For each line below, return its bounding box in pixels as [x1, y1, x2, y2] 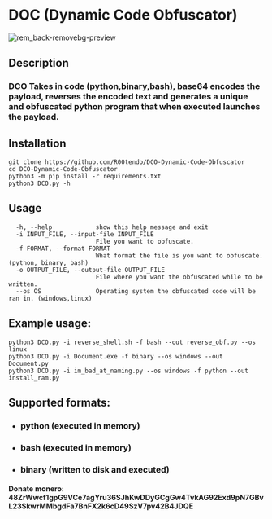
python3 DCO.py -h [8, 179, 71, 188]
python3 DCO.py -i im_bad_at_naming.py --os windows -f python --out [8, 367, 249, 375]
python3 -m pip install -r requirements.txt [8, 173, 162, 181]
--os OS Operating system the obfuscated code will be [15, 287, 256, 295]
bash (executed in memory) [19, 442, 132, 453]
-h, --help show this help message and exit [15, 222, 209, 231]
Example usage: [8, 316, 92, 331]
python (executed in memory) [19, 420, 140, 431]
